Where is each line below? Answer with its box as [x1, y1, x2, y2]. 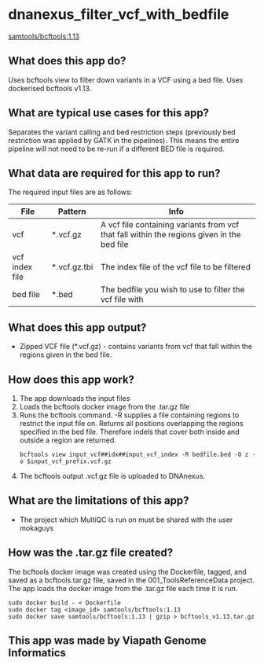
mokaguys [19, 523, 54, 532]
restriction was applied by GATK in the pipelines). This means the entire [8, 135, 240, 145]
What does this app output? [8, 321, 147, 334]
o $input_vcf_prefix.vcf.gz [19, 457, 112, 465]
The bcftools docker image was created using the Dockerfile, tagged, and [8, 567, 247, 576]
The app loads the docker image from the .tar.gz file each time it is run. [8, 583, 238, 593]
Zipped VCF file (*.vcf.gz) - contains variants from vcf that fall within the [19, 342, 253, 351]
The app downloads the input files [19, 394, 130, 402]
